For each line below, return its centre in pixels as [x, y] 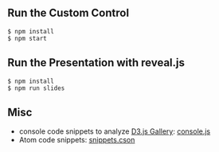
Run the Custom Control [68, 13]
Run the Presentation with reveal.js [96, 63]
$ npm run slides [36, 88]
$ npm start [27, 38]
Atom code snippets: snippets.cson [77, 140]
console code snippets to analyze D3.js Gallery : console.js [115, 131]
